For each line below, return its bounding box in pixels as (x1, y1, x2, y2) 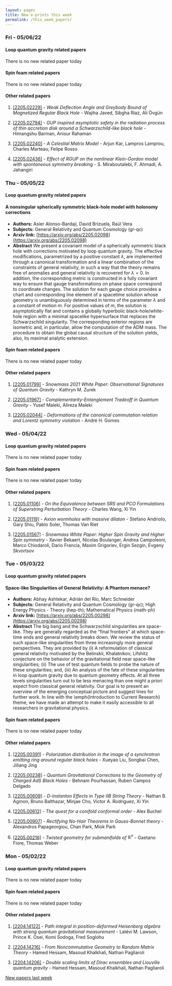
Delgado (12, 783, 31, 789)
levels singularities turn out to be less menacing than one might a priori (12, 678, 163, 684)
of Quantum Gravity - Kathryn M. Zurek (12, 387, 96, 393)
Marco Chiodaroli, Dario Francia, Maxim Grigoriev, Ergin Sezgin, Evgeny (12, 542, 164, 548)
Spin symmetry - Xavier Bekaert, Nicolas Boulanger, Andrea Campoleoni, (12, 536, 167, 543)
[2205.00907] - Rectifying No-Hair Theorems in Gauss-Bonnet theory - (12, 818, 164, 824)
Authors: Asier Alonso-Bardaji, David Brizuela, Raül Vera (12, 221, 133, 227)
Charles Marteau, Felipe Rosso (12, 145, 78, 152)
